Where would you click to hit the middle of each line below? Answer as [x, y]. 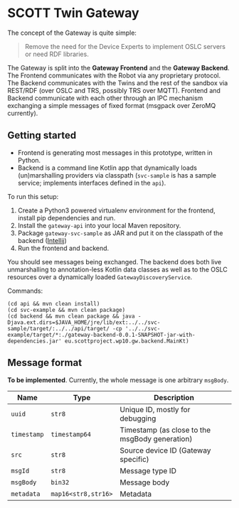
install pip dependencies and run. [67, 217]
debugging [138, 418]
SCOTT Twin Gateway [74, 13]
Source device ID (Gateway [165, 450]
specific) [134, 459]
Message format [45, 363]
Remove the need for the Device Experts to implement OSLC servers [125, 46]
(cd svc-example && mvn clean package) [67, 310]
